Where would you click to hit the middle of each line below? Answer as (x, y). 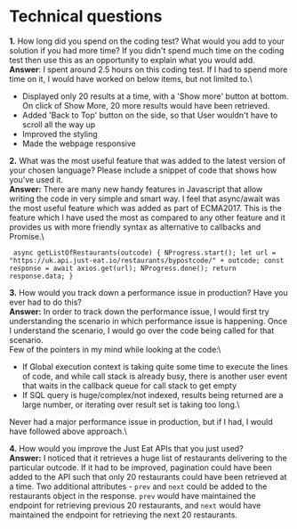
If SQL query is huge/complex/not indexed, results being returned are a (153, 395)
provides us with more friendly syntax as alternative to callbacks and (135, 227)
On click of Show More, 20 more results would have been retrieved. (146, 105)
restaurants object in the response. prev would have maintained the (132, 495)
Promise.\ (27, 236)
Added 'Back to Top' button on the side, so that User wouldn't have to (150, 115)
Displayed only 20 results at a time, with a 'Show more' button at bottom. (155, 96)
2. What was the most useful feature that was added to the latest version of (148, 160)
